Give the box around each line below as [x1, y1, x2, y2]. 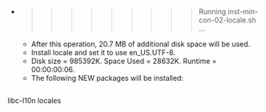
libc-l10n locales [7, 96, 62, 105]
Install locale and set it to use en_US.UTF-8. [30, 48, 175, 57]
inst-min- [227, 7, 259, 16]
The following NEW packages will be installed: [30, 74, 183, 82]
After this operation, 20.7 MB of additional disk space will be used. [30, 39, 251, 49]
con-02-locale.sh [198, 15, 256, 25]
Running [198, 7, 227, 16]
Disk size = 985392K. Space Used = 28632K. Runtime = [30, 56, 217, 66]
